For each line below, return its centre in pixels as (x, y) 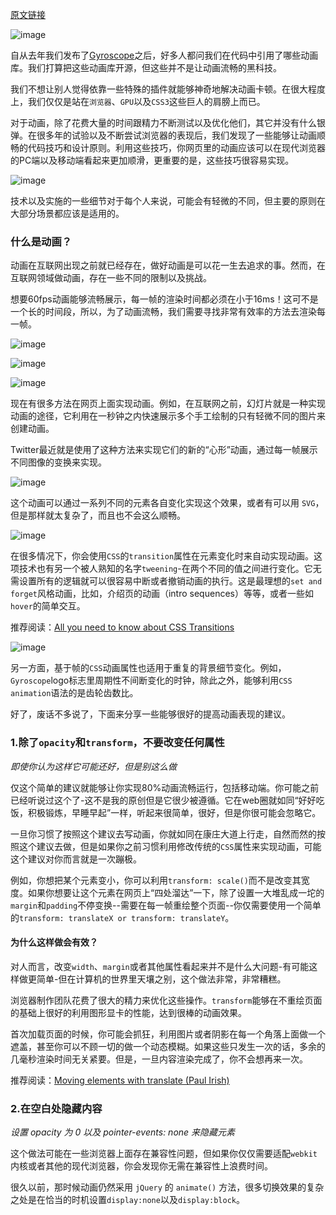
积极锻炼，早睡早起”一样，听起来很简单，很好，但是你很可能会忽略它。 (174, 812)
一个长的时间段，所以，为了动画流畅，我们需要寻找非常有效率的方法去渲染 (163, 312)
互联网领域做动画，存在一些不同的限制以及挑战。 (111, 278)
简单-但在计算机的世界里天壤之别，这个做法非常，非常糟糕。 (161, 979)
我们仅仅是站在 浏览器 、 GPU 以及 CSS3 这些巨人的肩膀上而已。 (146, 101)
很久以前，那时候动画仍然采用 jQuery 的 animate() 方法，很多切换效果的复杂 (167, 1187)
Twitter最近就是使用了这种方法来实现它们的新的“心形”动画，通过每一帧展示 (164, 450)
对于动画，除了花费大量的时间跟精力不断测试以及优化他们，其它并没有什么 (163, 122)
